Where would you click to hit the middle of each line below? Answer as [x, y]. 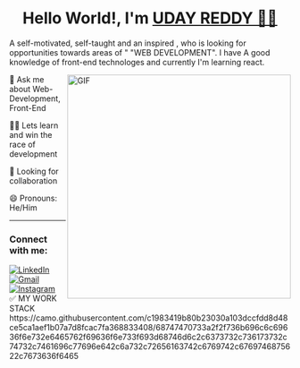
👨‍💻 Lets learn [34, 125]
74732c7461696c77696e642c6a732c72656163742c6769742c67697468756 [150, 347]
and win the [31, 134]
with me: [29, 250]
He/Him [23, 207]
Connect [28, 239]
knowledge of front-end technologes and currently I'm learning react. [137, 62]
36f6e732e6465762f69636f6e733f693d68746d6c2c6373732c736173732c [148, 337]
